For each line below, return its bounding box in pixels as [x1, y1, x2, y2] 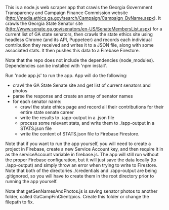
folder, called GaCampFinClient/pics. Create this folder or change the [5, 194, 149, 199]
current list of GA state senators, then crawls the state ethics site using [5, 31, 153, 37]
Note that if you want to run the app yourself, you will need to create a [5, 141, 151, 147]
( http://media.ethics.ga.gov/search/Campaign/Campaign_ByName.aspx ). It [5, 15, 161, 21]
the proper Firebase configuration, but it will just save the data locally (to [5, 157, 157, 163]
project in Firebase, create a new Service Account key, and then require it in [5, 146, 163, 152]
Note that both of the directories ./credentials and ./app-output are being [5, 167, 157, 173]
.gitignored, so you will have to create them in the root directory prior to [5, 173, 154, 179]
